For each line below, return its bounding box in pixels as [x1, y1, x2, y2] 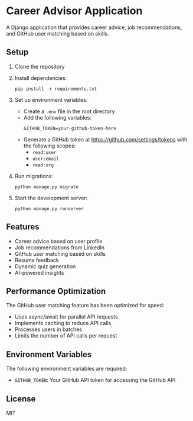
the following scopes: [23, 142, 76, 149]
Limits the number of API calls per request [14, 332, 117, 339]
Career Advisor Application [6, 4, 143, 18]
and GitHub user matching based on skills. [6, 30, 109, 37]
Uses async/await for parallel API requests [14, 313, 118, 320]
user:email [32, 156, 59, 162]
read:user [32, 149, 57, 155]
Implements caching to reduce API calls [14, 320, 112, 327]
